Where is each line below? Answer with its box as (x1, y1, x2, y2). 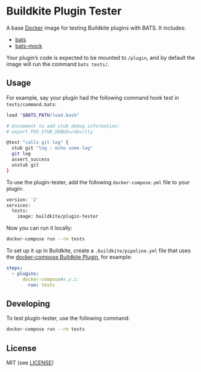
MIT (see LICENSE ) (6, 359, 54, 366)
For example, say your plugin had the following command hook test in (6, 94, 179, 101)
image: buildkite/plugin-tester (17, 213, 98, 220)
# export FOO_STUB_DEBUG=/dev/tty (6, 129, 94, 135)
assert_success (11, 156, 50, 162)
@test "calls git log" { (6, 139, 69, 146)
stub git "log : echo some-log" (11, 145, 94, 152)
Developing (6, 298, 50, 309)
